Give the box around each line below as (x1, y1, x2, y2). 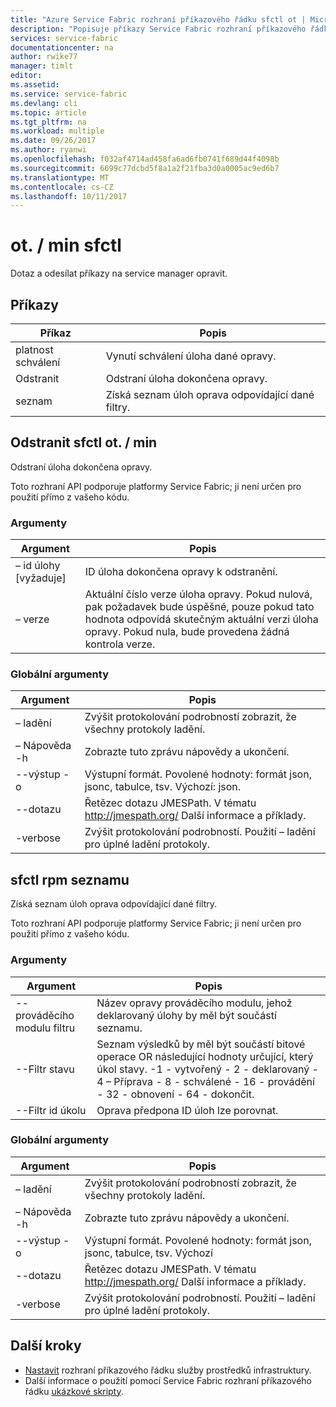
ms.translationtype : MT (10, 172, 110, 183)
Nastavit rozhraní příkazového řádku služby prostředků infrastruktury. (24, 1364, 312, 1376)
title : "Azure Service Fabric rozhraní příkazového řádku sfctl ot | (10, 14, 307, 25)
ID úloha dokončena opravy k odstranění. (84, 565, 278, 579)
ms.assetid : (10, 80, 60, 90)
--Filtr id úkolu (15, 1103, 87, 1117)
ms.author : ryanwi (10, 145, 87, 155)
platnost (15, 343, 54, 356)
